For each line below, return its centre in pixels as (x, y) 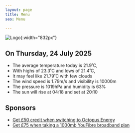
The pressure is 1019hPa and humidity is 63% (59, 87)
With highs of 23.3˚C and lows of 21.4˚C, (54, 71)
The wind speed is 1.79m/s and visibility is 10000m (65, 81)
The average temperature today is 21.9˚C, (55, 65)
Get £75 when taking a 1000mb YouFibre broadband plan (71, 125)
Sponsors (20, 108)
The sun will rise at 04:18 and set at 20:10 (55, 92)
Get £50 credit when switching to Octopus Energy (64, 120)
